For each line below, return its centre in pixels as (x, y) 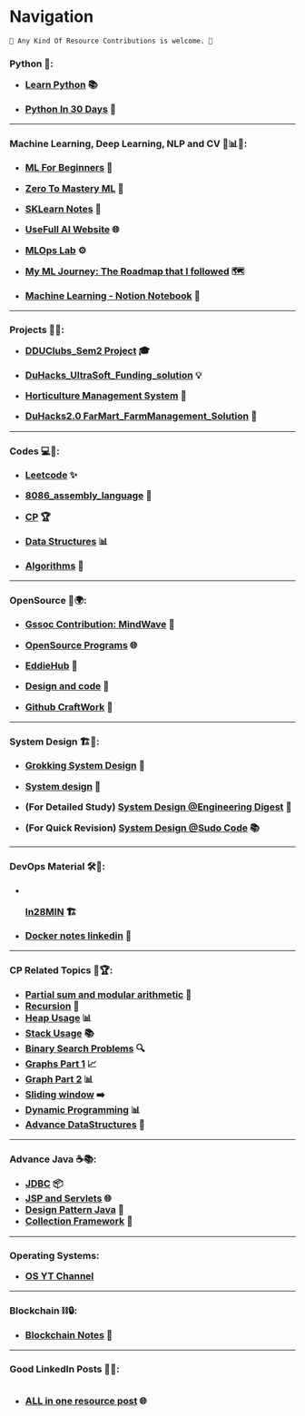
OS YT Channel (59, 1275)
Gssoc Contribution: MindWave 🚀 (100, 624)
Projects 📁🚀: (37, 329)
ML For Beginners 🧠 (69, 168)
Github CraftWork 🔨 (69, 707)
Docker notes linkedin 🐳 (79, 935)
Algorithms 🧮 (54, 565)
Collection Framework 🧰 (79, 1221)
